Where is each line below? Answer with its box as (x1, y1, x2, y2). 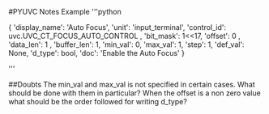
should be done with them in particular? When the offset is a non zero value (8, 88, 261, 98)
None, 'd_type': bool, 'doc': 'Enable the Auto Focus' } (8, 49, 185, 57)
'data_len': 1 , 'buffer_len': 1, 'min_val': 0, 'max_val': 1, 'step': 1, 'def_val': (8, 40, 245, 49)
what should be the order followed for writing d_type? (8, 97, 188, 106)
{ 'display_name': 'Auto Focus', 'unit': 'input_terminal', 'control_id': (8, 23, 227, 32)
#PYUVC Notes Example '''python (8, 7, 122, 16)
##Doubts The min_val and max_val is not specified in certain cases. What (8, 80, 255, 89)
